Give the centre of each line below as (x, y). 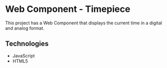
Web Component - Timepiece (68, 9)
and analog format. (25, 28)
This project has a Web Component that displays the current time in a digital (83, 23)
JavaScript (24, 56)
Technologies (27, 44)
